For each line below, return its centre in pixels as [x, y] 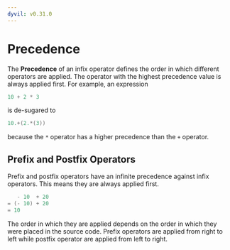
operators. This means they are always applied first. [83, 184]
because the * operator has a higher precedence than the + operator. [108, 137]
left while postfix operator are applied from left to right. [88, 239]
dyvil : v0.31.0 [30, 14]
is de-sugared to [32, 110]
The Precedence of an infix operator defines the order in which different [113, 69]
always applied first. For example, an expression [78, 84]
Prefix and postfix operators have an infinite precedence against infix [108, 176]
